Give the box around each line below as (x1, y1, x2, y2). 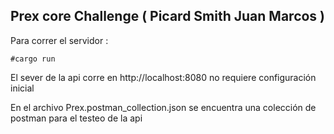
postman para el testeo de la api (10, 112, 143, 124)
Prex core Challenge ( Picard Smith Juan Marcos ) (10, 8, 326, 25)
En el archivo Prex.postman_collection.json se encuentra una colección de (10, 101, 317, 113)
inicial (10, 82, 35, 94)
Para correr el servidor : (10, 34, 109, 46)
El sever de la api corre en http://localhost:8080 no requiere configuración (10, 71, 317, 83)
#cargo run (10, 54, 56, 64)
